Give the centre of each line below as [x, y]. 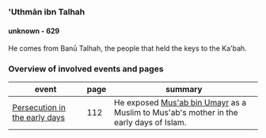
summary [184, 90]
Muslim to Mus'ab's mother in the [176, 113]
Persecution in [39, 108]
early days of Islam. [150, 123]
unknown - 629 [34, 31]
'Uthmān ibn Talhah [47, 12]
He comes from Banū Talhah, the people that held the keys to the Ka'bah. [127, 48]
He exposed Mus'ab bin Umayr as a [180, 103]
